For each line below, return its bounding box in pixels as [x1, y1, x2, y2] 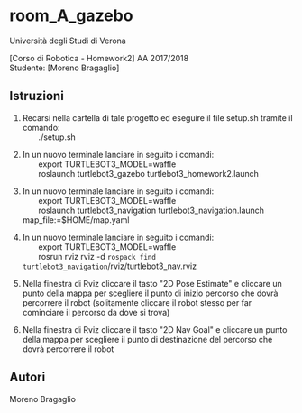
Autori [9, 370, 46, 385]
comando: [22, 122, 60, 133]
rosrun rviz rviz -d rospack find [38, 251, 156, 262]
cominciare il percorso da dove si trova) [22, 307, 170, 317]
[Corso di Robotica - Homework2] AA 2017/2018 [9, 52, 189, 63]
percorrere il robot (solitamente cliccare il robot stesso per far [22, 297, 252, 307]
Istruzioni [9, 88, 65, 104]
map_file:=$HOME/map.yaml [22, 214, 130, 225]
